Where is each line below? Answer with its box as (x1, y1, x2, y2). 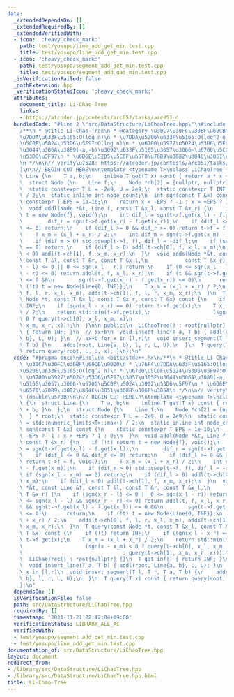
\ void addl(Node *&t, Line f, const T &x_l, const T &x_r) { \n (19, 205, 214, 212)
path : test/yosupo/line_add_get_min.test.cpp (19, 43, 155, 50)
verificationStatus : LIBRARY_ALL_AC (13, 621, 120, 628)
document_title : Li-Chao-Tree (19, 101, 108, 108)
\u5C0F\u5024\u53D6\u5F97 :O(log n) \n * (19, 140, 136, 147)
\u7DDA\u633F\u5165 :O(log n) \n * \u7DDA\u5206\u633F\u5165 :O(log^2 (19, 133, 219, 140)
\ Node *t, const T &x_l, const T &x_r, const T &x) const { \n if (19, 296, 226, 303)
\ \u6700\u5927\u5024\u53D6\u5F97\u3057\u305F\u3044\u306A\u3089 (19, 374, 214, 381)
